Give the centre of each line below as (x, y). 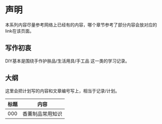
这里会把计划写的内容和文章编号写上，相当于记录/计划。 (62, 91)
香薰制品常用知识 (43, 114)
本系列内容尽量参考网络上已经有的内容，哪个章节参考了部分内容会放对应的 (81, 25)
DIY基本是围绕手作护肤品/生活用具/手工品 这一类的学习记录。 (67, 61)
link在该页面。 (20, 31)
